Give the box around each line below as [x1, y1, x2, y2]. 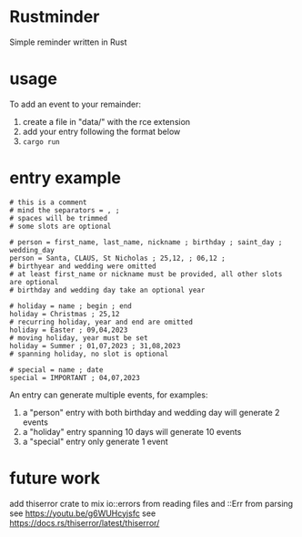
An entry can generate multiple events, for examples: [9, 389, 208, 400]
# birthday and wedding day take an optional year [9, 285, 206, 294]
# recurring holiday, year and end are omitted [9, 317, 194, 326]
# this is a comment [9, 198, 88, 207]
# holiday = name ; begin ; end [9, 301, 132, 311]
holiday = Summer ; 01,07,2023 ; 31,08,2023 [9, 341, 181, 350]
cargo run [22, 137, 61, 147]
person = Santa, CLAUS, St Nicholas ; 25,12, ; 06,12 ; [9, 253, 226, 263]
